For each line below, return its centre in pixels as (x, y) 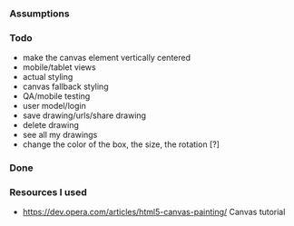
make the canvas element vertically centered (107, 58)
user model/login (54, 106)
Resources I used (49, 192)
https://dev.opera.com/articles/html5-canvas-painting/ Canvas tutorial (154, 212)
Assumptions (39, 14)
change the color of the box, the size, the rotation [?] (121, 144)
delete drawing (51, 125)
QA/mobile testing (56, 96)
